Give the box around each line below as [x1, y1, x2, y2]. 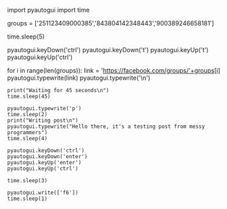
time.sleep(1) [7, 195, 48, 202]
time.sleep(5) [7, 32, 45, 41]
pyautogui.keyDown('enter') [7, 153, 88, 160]
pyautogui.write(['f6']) [7, 189, 79, 196]
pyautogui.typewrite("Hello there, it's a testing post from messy [7, 123, 206, 130]
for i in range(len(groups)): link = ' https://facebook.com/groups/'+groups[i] [7, 67, 221, 74]
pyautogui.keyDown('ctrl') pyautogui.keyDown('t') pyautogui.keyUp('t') [7, 46, 209, 54]
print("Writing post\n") [7, 117, 79, 124]
